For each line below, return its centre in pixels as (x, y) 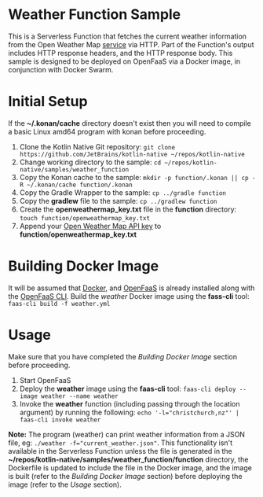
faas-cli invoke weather (60, 420)
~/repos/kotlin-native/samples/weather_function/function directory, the (128, 459)
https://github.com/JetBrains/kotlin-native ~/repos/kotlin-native (132, 154)
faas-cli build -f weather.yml (59, 304)
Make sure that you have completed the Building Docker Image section (123, 356)
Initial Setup (48, 102)
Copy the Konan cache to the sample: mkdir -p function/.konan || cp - (137, 177)
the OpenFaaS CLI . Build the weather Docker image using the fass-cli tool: (129, 296)
